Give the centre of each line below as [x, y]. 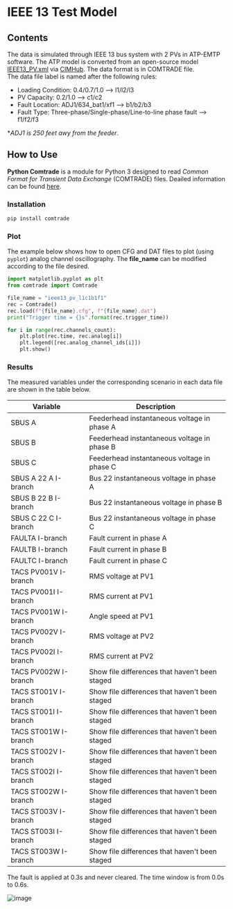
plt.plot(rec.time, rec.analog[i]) [71, 336]
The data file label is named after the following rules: [82, 76]
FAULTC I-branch [39, 561]
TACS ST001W [35, 732]
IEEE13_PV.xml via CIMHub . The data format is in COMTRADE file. [101, 69]
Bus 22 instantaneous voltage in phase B [156, 503]
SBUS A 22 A [32, 478]
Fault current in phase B [128, 549]
